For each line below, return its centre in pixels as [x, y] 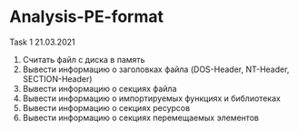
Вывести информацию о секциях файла [99, 88]
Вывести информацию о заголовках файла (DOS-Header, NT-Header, [156, 69]
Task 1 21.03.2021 [42, 42]
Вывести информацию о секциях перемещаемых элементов [140, 117]
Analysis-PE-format [87, 17]
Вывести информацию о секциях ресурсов [106, 107]
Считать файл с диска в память [84, 59]
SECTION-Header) [57, 78]
